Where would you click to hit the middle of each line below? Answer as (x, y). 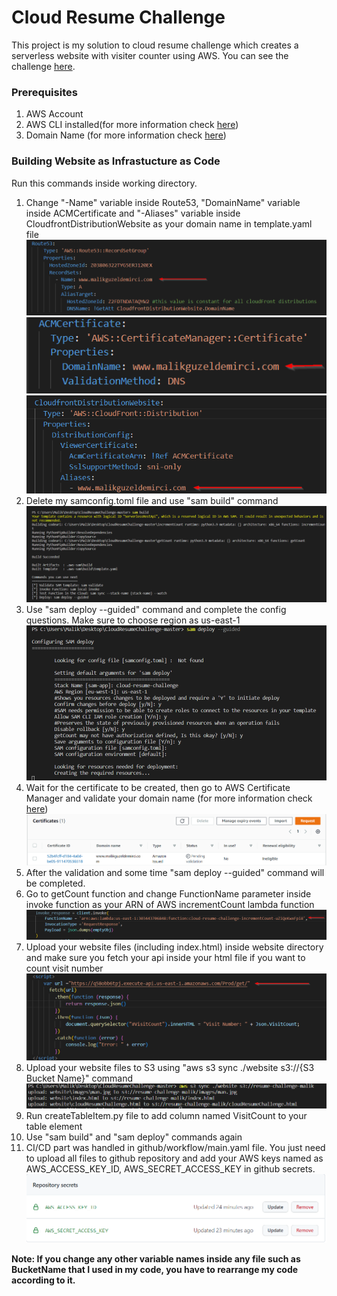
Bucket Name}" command (79, 1078)
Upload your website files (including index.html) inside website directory (174, 947)
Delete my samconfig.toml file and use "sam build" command (152, 501)
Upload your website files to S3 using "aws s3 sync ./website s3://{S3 (170, 1067)
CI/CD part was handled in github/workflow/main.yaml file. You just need (175, 1148)
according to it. (43, 1280)
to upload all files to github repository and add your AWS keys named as (174, 1158)
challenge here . (43, 66)
